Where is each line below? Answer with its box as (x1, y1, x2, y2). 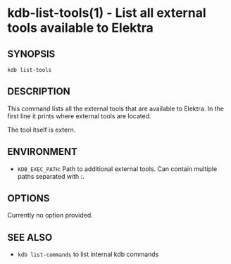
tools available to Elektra (7, 20, 154, 36)
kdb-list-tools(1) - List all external (7, 5, 206, 21)
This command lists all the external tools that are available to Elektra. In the (7, 104, 224, 113)
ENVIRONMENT (7, 146, 77, 158)
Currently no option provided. (7, 211, 93, 220)
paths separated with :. (17, 172, 85, 180)
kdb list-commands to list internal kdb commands (17, 250, 159, 258)
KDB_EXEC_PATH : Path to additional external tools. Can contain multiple (17, 164, 218, 173)
